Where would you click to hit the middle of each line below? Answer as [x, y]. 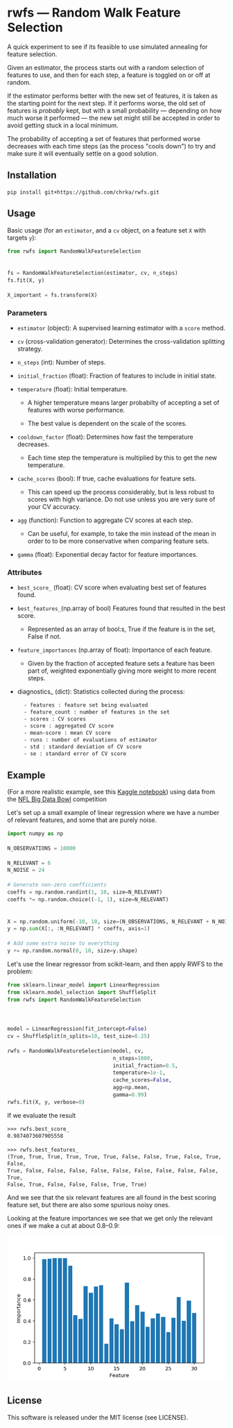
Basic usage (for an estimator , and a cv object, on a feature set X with [106, 230]
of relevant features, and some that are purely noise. [82, 820]
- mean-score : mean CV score [67, 733]
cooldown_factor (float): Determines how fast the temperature [105, 437]
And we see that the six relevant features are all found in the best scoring [112, 1197]
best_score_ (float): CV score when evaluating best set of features [112, 587]
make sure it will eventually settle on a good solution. [83, 153]
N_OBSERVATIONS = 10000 [42, 848]
